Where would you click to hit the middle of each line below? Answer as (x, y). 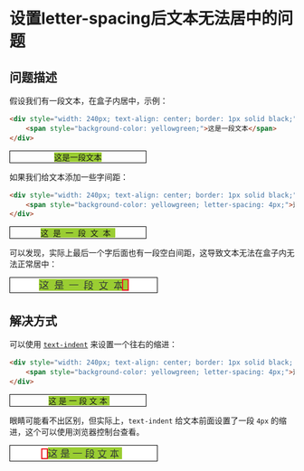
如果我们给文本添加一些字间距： (69, 176)
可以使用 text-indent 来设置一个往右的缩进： (94, 344)
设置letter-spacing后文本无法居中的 (143, 19)
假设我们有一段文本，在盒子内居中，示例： (89, 101)
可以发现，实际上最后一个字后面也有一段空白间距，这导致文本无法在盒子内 (148, 253)
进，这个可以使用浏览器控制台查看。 (77, 431)
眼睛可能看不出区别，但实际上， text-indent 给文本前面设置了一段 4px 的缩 (148, 420)
